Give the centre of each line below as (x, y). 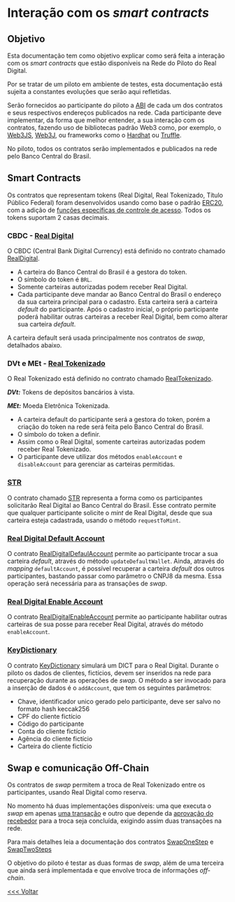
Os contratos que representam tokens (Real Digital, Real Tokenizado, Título (115, 195)
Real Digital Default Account (56, 538)
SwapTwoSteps (30, 849)
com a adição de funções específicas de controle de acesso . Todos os (109, 210)
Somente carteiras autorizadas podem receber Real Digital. (102, 287)
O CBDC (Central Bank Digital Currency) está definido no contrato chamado (116, 251)
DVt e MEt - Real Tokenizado (57, 364)
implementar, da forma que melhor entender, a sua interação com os (106, 120)
